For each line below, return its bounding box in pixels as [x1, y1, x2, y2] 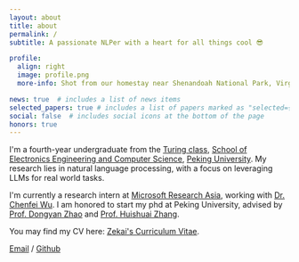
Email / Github [9, 243, 61, 254]
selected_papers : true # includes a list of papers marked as [9, 103, 245, 112]
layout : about [9, 12, 62, 22]
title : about [9, 21, 58, 30]
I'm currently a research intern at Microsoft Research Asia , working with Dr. [9, 190, 286, 201]
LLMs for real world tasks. [9, 173, 105, 184]
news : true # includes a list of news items [9, 94, 181, 103]
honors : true [9, 119, 58, 129]
